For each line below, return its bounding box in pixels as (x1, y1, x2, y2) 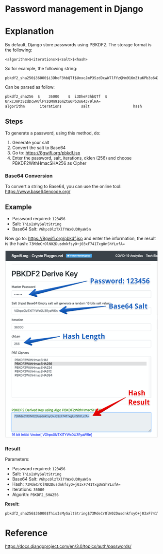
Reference (5, 527, 48, 538)
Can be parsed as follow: (5, 84, 55, 90)
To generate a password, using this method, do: (5, 130, 101, 136)
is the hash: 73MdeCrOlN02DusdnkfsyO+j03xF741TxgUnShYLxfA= (5, 241, 125, 247)
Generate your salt (12, 139, 49, 145)
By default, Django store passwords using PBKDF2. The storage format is (5, 42, 152, 48)
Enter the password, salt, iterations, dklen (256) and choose (12, 155, 132, 161)
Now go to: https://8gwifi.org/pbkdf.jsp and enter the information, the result (5, 235, 156, 242)
